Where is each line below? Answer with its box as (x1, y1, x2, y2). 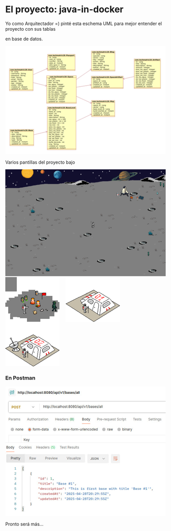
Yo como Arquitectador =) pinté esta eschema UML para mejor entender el (5, 20, 162, 27)
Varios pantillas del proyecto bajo (5, 159, 75, 165)
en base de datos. (5, 36, 43, 42)
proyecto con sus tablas (5, 26, 56, 32)
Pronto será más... (5, 521, 44, 527)
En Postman (5, 374, 36, 382)
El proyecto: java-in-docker (5, 4, 124, 15)
